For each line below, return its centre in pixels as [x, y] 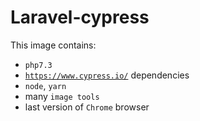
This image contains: [53, 45]
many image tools [62, 96]
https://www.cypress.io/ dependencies [107, 75]
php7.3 [38, 65]
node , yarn [45, 85]
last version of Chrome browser [87, 107]
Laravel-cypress [80, 17]
